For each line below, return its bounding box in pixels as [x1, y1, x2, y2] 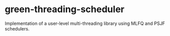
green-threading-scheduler [5, 4, 125, 15]
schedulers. [5, 25, 30, 31]
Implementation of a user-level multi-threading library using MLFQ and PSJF [5, 20, 165, 26]
